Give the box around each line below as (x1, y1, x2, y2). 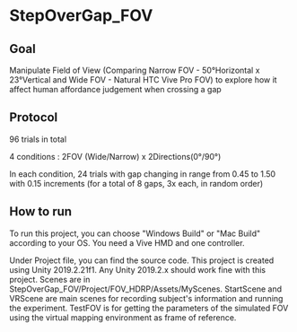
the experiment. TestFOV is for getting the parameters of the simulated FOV (9, 302, 289, 313)
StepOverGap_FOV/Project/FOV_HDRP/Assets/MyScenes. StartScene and (9, 284, 283, 294)
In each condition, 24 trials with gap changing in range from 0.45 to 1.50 (9, 168, 276, 179)
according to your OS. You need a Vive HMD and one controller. (9, 237, 245, 248)
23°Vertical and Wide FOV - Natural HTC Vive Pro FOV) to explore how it (9, 74, 277, 85)
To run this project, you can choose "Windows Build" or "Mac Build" (9, 228, 261, 239)
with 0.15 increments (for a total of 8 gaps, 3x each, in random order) (9, 178, 264, 188)
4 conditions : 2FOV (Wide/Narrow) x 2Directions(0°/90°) (9, 151, 222, 162)
